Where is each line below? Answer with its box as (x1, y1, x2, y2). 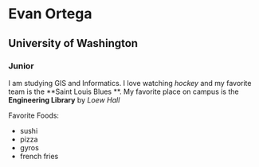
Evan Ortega (8, 5, 92, 23)
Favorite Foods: (8, 111, 60, 120)
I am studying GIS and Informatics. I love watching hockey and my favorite (8, 78, 252, 87)
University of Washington (8, 37, 138, 50)
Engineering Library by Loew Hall (8, 95, 120, 104)
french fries (19, 151, 59, 161)
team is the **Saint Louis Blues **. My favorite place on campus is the (8, 87, 239, 96)
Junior (8, 60, 34, 72)
